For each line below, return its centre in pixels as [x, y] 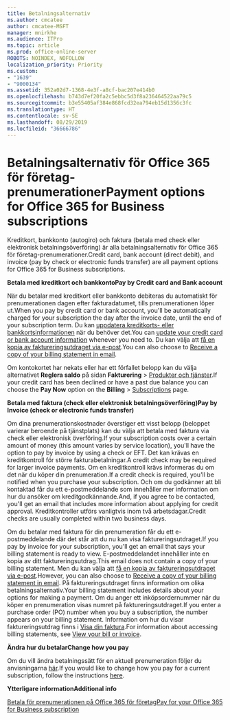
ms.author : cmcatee [35, 20]
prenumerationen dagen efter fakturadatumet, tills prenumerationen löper [111, 303]
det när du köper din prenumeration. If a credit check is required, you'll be [111, 474]
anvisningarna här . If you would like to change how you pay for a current [109, 668]
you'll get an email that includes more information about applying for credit [113, 504]
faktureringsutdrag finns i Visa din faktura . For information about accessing [113, 627]
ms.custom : [23, 71]
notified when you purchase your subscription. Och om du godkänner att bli [114, 482]
